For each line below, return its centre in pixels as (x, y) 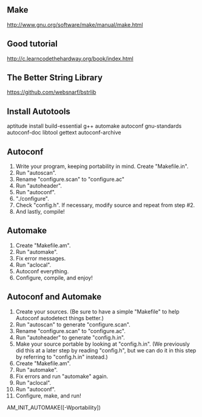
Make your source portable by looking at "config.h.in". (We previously (103, 344)
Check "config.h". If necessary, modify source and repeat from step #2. (105, 205)
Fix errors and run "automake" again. (62, 376)
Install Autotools (39, 111)
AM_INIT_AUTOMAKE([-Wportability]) (54, 407)
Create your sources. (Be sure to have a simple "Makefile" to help (97, 311)
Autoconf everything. (42, 271)
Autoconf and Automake (54, 297)
